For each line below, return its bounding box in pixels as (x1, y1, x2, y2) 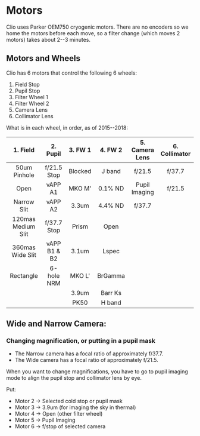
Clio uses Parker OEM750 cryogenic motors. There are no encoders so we (6, 23, 189, 30)
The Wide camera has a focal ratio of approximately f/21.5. (14, 357, 159, 364)
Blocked (68, 167, 92, 175)
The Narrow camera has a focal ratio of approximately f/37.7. (14, 350, 164, 357)
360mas (12, 243, 36, 251)
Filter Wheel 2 (14, 100, 49, 107)
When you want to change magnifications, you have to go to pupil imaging (6, 368, 189, 375)
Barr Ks (101, 288, 122, 297)
